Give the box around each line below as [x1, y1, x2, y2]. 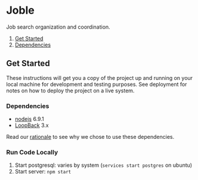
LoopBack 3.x [14, 122, 49, 129]
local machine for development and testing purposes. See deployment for [6, 80, 187, 88]
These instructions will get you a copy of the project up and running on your [6, 74, 193, 81]
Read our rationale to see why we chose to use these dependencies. [6, 134, 175, 141]
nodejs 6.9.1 [14, 116, 44, 123]
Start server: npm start [14, 168, 72, 175]
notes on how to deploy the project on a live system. [6, 87, 135, 94]
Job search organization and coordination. [6, 23, 110, 30]
